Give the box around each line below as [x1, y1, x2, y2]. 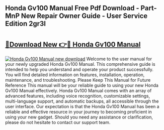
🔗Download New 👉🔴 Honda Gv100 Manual [5, 40, 141, 49]
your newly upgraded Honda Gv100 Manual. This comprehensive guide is [5, 61, 156, 67]
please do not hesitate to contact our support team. [5, 120, 111, 125]
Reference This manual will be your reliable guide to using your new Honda [5, 82, 159, 88]
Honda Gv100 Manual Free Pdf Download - [5, 4, 140, 12]
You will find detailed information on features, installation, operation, [5, 72, 145, 78]
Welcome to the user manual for [86, 56, 153, 62]
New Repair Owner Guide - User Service [21, 12, 148, 20]
